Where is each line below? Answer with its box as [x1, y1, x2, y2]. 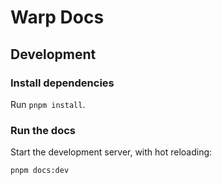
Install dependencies [10, 76, 115, 90]
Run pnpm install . [10, 98, 86, 110]
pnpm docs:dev [10, 166, 70, 176]
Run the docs [10, 123, 76, 137]
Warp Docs [10, 6, 105, 29]
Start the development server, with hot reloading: [10, 146, 213, 158]
